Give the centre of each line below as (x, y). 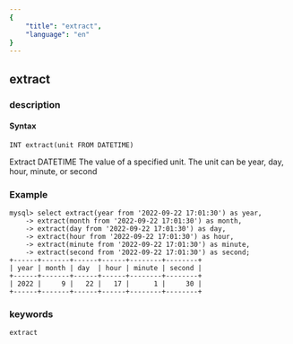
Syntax (23, 126)
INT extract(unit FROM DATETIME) (72, 145)
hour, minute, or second (53, 171)
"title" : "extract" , (64, 26)
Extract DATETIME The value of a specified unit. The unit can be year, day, (146, 162)
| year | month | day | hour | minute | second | (106, 269)
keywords (31, 313)
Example (29, 194)
